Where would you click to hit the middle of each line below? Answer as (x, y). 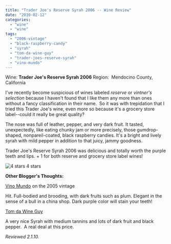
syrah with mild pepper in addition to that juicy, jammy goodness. (74, 141)
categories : (18, 20)
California (16, 83)
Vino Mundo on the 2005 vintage (40, 186)
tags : (11, 34)
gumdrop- (148, 130)
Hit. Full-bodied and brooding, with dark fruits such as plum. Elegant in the (84, 196)
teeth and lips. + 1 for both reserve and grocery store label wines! (74, 156)
